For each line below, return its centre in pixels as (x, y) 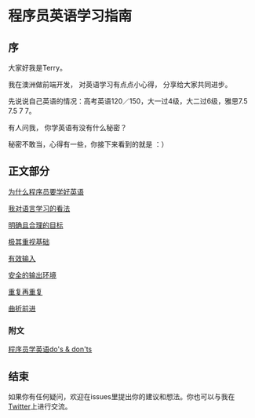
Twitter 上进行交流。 (40, 406)
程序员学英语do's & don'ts (50, 349)
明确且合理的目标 (36, 225)
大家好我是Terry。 (37, 68)
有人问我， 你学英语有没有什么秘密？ (67, 127)
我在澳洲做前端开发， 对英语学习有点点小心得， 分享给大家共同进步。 (120, 84)
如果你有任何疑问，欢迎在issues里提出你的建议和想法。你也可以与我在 (122, 396)
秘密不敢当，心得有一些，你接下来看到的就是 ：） (88, 144)
